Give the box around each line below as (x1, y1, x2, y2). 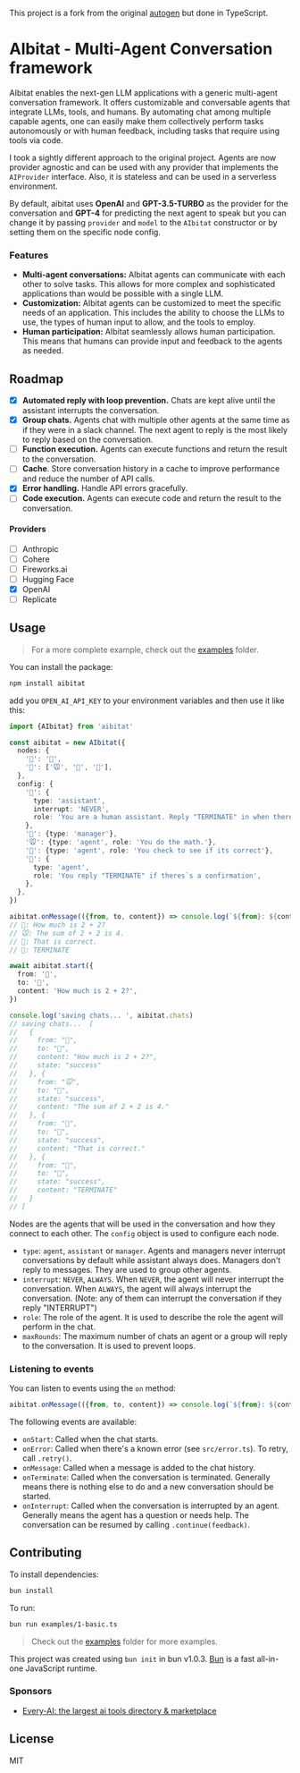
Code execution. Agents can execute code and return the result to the (21, 493, 282, 504)
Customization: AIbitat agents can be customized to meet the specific (21, 298, 282, 309)
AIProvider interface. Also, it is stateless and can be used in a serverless (9, 171, 277, 182)
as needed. (21, 345, 64, 356)
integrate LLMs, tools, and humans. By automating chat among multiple (9, 106, 271, 117)
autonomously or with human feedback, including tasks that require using (9, 125, 279, 136)
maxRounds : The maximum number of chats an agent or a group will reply (21, 1330, 288, 1341)
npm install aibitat (9, 679, 87, 688)
